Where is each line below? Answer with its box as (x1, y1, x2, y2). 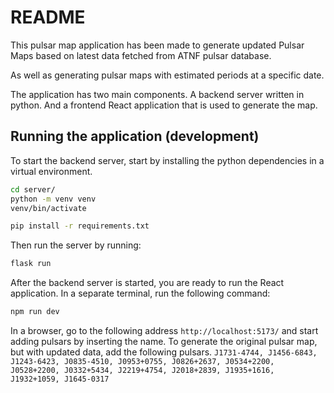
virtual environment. (10, 165, 93, 177)
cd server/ (10, 184, 56, 195)
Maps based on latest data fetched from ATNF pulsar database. (10, 49, 272, 61)
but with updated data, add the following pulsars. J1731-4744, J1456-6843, (10, 346, 318, 358)
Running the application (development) (10, 128, 260, 145)
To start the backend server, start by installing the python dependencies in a (10, 154, 325, 166)
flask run (10, 259, 52, 269)
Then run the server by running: (10, 239, 142, 251)
